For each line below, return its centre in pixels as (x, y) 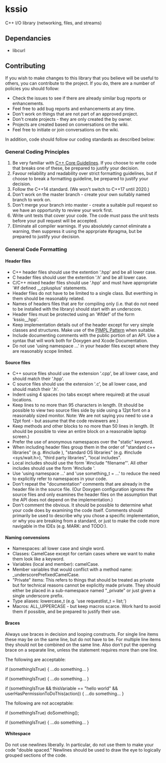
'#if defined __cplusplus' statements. (50, 288)
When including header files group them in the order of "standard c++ (84, 447)
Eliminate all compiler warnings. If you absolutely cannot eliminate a (82, 226)
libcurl (19, 50)
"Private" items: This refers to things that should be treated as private (83, 580)
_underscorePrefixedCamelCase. (46, 575)
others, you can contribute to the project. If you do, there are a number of (80, 83)
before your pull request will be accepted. (55, 220)
